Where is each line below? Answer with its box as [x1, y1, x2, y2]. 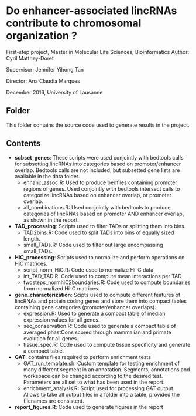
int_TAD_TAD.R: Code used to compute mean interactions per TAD [23, 272, 183, 279]
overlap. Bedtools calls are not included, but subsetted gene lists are [14, 166, 180, 174]
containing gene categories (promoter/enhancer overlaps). [14, 303, 156, 310]
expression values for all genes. [23, 316, 101, 323]
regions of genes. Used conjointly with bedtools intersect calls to [23, 185, 180, 192]
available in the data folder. [14, 173, 80, 180]
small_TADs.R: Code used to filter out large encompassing [23, 241, 163, 248]
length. [23, 235, 40, 242]
